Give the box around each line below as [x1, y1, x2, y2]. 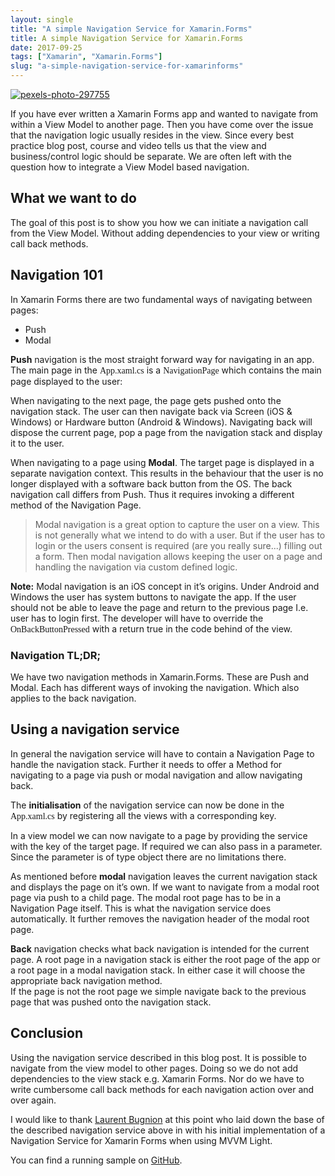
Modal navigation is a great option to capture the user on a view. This [34, 518, 320, 530]
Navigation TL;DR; [10, 648, 102, 662]
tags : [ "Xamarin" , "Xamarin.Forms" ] [10, 52, 163, 62]
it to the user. [10, 437, 65, 449]
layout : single [10, 14, 74, 25]
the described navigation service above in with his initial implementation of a [10, 1124, 326, 1136]
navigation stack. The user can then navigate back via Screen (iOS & [10, 405, 293, 417]
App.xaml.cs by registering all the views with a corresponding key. [10, 809, 277, 821]
